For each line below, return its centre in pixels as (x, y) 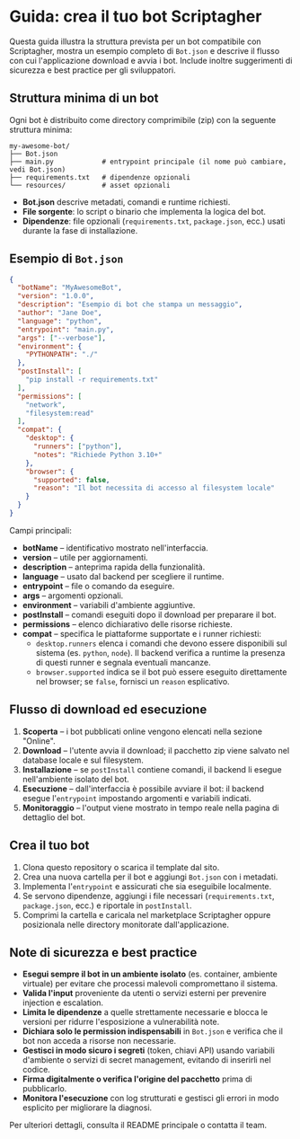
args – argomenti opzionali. (73, 596)
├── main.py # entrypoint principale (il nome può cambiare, (148, 162)
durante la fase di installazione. (80, 230)
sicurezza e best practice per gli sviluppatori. (93, 70)
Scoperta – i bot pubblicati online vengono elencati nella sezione (142, 731)
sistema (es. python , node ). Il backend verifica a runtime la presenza (160, 652)
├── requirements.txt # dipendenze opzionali (100, 177)
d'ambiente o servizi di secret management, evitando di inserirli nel (146, 1060)
